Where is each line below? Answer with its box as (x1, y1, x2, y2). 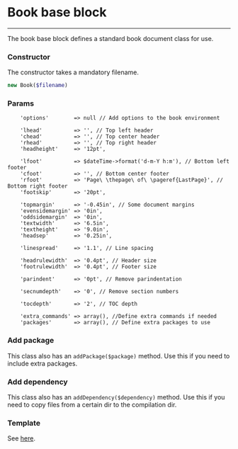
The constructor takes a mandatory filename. (7, 68, 140, 76)
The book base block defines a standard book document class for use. (7, 34, 214, 42)
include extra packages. (7, 359, 78, 368)
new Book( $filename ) (7, 82, 69, 89)
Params (7, 98, 34, 108)
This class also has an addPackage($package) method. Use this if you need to (7, 351, 230, 360)
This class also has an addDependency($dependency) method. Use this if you (7, 393, 225, 401)
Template (7, 418, 41, 428)
